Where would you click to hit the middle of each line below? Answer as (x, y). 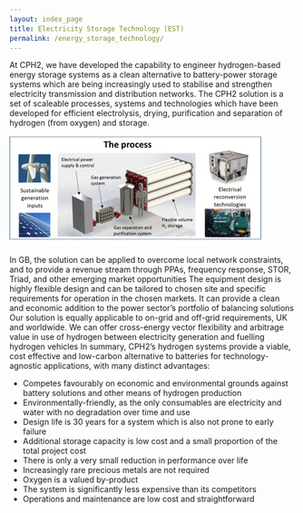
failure (34, 431)
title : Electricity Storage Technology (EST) (97, 29)
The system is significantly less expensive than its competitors (139, 489)
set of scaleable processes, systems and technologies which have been (144, 103)
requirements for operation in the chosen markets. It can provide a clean (145, 298)
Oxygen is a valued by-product (80, 479)
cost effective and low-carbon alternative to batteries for (116, 356)
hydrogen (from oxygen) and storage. (79, 123)
